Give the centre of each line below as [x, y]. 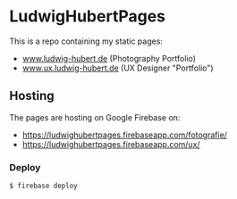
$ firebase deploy [43, 186]
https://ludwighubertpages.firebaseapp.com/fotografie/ [125, 135]
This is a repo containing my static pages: [86, 41]
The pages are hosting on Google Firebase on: [95, 117]
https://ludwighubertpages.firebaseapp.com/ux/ [111, 144]
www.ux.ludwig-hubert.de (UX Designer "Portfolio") [118, 68]
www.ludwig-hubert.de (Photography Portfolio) [109, 58]
